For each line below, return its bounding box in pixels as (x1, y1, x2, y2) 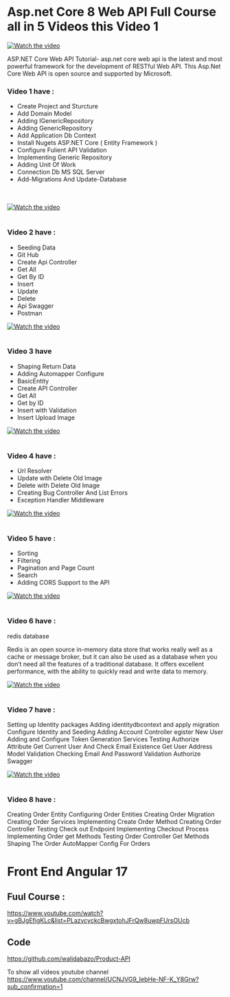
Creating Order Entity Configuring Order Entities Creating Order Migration (7, 810, 215, 818)
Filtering (16, 557, 41, 565)
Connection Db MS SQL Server (16, 168, 105, 176)
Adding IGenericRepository (16, 117, 94, 125)
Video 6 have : (7, 616, 56, 626)
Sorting (16, 549, 38, 557)
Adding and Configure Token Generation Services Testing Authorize (7, 735, 200, 743)
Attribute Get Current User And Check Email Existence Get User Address (7, 743, 213, 751)
